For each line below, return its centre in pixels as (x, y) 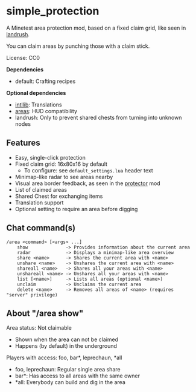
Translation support (39, 202)
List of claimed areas (41, 189)
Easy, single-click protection (50, 157)
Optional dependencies (36, 93)
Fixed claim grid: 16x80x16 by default (61, 164)
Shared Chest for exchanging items (59, 196)
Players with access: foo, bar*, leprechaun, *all (64, 358)
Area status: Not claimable (39, 328)
